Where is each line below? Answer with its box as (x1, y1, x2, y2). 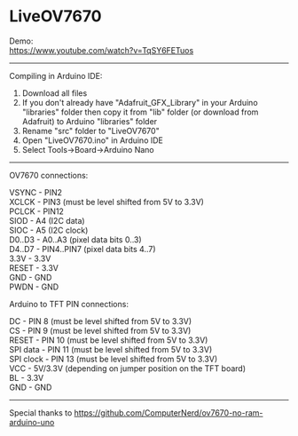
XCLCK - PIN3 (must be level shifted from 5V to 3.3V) (9, 196, 204, 207)
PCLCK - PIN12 (9, 206, 65, 217)
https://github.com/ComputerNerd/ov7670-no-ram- (74, 407, 263, 418)
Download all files (21, 87, 88, 99)
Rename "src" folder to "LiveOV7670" (21, 125, 160, 136)
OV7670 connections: (9, 170, 89, 180)
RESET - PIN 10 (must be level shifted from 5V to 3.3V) (9, 335, 208, 345)
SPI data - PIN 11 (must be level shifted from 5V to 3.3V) (9, 344, 213, 354)
